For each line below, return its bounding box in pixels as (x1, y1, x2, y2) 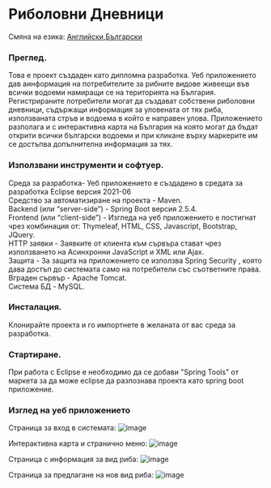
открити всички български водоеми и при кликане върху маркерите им (8, 131, 259, 140)
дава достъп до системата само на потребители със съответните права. (8, 264, 261, 274)
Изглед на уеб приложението (8, 405, 131, 416)
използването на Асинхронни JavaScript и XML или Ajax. (8, 246, 205, 256)
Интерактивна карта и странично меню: (8, 439, 148, 448)
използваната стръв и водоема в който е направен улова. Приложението (8, 113, 263, 123)
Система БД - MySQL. (8, 281, 85, 291)
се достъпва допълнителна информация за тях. (8, 139, 173, 149)
